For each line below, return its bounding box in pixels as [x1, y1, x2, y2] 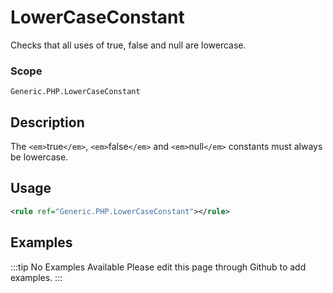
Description [10, 114, 85, 131]
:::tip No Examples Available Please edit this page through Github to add [10, 261, 307, 273]
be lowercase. [10, 151, 69, 163]
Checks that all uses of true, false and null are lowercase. [10, 39, 247, 51]
